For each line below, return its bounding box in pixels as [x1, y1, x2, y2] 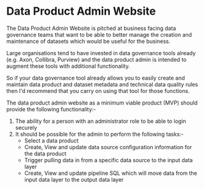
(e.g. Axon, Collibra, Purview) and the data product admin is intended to [6, 56, 187, 63]
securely [15, 124, 38, 131]
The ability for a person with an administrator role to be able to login [15, 117, 186, 125]
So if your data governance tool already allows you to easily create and [6, 74, 185, 81]
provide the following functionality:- [6, 105, 97, 113]
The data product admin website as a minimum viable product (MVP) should [6, 99, 198, 106]
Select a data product [24, 136, 79, 144]
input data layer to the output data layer [24, 176, 124, 183]
